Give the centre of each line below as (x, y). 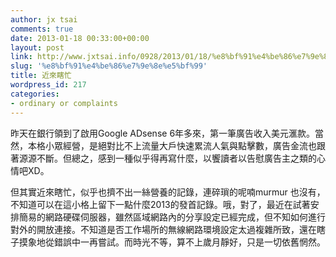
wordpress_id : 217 (48, 85)
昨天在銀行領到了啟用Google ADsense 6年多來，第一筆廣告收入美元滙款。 (163, 133)
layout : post (37, 47)
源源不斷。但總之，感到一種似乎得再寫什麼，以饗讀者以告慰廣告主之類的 (167, 158)
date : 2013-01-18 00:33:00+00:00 (80, 38)
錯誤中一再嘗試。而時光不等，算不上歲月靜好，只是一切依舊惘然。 (189, 242)
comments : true (42, 29)
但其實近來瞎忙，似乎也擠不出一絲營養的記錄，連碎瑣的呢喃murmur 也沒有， (168, 192)
